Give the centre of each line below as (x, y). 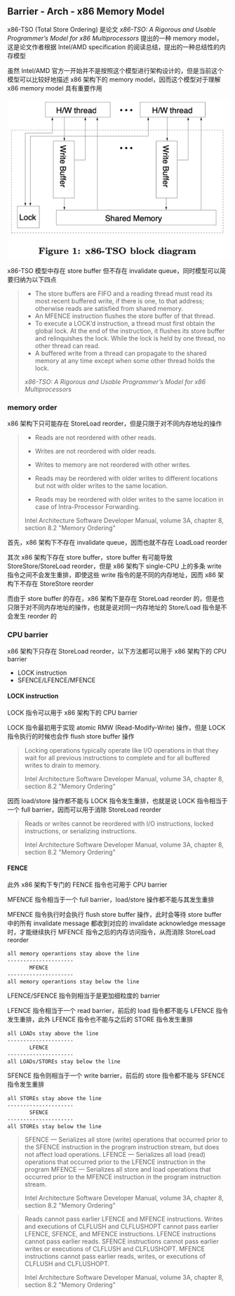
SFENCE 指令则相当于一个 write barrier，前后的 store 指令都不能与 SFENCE (116, 1076)
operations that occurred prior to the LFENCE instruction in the (115, 1162)
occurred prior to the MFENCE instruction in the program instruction (122, 1177)
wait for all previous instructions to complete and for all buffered (117, 758)
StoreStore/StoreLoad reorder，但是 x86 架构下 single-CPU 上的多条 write (115, 566)
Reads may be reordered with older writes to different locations (126, 478)
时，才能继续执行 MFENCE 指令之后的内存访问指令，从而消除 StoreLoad (112, 932)
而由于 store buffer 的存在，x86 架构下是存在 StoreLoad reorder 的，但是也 (116, 599)
